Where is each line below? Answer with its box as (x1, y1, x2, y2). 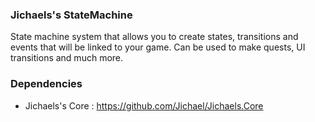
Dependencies (10, 77, 83, 91)
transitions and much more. (10, 52, 124, 64)
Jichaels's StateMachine (10, 8, 133, 22)
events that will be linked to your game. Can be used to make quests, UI (10, 41, 306, 53)
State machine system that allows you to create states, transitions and (10, 31, 299, 43)
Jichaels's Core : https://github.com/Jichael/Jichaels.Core (24, 99, 264, 112)
